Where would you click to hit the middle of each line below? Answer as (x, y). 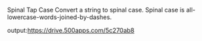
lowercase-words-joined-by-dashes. (59, 17)
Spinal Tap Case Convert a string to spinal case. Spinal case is (96, 10)
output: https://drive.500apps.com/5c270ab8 (71, 30)
